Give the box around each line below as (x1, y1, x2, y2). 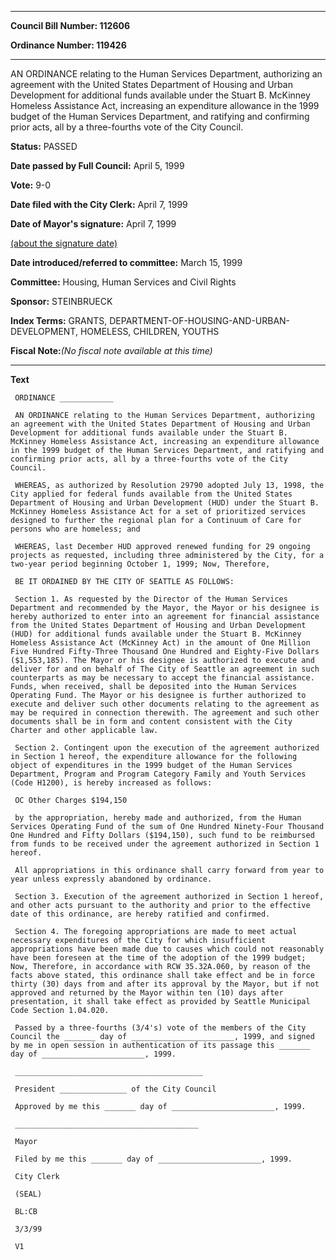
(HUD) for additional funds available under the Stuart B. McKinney (10, 629, 302, 639)
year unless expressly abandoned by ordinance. (10, 874, 213, 884)
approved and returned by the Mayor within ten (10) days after (10, 988, 284, 998)
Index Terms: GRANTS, (10, 315, 108, 326)
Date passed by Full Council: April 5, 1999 (10, 160, 185, 171)
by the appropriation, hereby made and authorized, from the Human (14, 813, 302, 823)
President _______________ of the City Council (14, 1084, 217, 1094)
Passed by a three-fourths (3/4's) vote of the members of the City (14, 1023, 307, 1033)
